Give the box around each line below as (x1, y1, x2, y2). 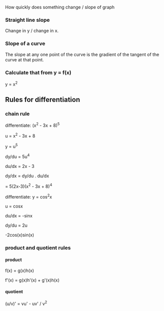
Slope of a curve (5, 40, 46, 47)
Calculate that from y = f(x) (5, 69, 72, 76)
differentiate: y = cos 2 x (5, 193, 52, 200)
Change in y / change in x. (5, 28, 59, 34)
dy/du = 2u (5, 222, 28, 228)
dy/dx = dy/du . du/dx (5, 173, 50, 179)
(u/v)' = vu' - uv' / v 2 (5, 300, 48, 307)
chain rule (5, 110, 30, 117)
